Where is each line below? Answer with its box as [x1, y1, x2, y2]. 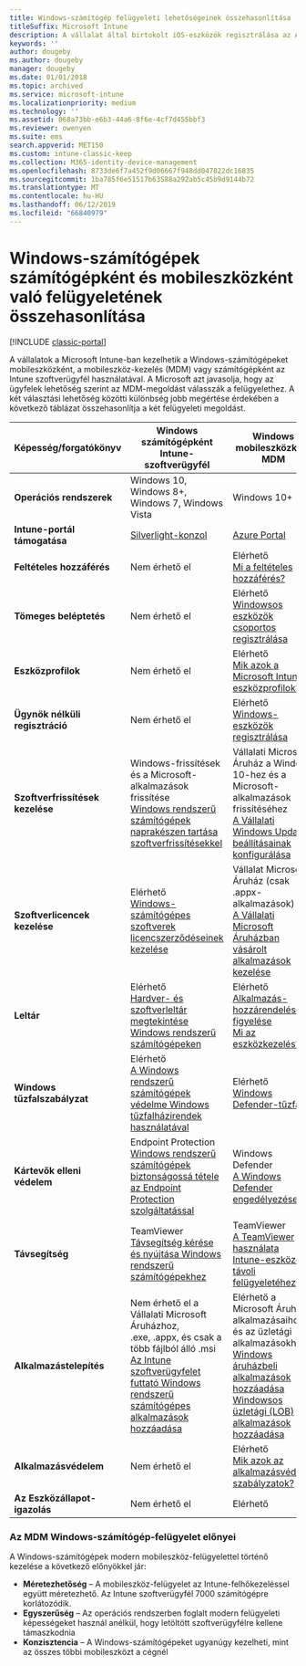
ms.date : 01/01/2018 [9, 73, 88, 82]
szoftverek [130, 919, 176, 932]
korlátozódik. [22, 1598, 72, 1608]
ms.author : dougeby [9, 56, 84, 65]
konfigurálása [232, 848, 291, 861]
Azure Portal [232, 529, 286, 541]
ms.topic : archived [9, 81, 84, 90]
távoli [232, 1264, 257, 1277]
